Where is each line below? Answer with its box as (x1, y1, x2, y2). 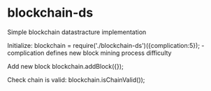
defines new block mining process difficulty (45, 49, 172, 57)
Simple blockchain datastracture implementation (7, 28, 147, 36)
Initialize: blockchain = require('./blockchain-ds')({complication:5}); (7, 41, 201, 49)
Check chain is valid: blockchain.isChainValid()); (7, 75, 145, 84)
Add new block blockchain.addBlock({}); (7, 62, 124, 70)
